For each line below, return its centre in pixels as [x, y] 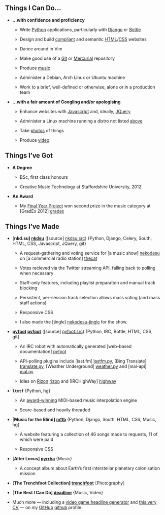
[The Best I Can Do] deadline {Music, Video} [58, 493]
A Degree [22, 167]
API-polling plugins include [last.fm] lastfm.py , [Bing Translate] [83, 361]
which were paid [36, 439]
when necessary [36, 273]
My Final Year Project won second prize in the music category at [85, 206]
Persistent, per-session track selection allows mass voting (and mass [90, 298]
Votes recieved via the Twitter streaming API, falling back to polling [87, 268]
